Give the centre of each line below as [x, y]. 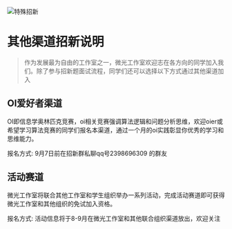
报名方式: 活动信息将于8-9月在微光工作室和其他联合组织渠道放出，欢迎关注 [114, 218]
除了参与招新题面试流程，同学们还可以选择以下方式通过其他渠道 [127, 71]
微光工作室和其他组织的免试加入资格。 [61, 203]
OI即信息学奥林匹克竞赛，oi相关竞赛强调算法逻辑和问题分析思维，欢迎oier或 [115, 121]
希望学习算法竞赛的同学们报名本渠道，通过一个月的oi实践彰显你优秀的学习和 [116, 130]
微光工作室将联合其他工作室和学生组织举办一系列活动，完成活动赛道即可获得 [116, 195]
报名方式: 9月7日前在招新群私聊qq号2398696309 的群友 [87, 153]
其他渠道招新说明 [56, 42]
